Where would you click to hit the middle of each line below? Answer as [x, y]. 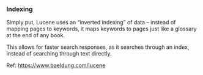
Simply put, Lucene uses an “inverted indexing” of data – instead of [91, 23]
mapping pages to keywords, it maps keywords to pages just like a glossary [102, 29]
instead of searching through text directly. [59, 54]
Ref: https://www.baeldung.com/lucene [56, 65]
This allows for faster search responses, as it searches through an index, [98, 47]
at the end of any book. [36, 35]
